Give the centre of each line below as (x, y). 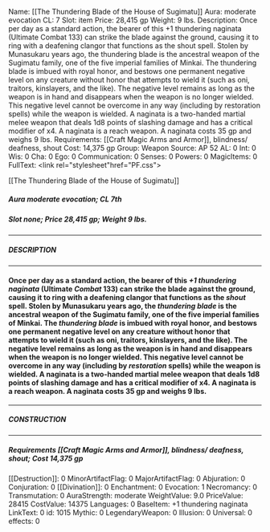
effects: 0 (24, 522)
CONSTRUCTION (37, 420)
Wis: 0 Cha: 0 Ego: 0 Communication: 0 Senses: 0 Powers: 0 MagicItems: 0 (133, 156)
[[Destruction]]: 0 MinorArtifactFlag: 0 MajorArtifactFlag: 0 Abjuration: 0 (127, 479)
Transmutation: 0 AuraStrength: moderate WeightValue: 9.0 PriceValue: (126, 496)
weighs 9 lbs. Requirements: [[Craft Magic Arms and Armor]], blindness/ (128, 139)
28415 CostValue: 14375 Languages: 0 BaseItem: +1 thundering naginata (128, 504)
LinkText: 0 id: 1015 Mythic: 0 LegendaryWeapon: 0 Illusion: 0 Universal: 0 (131, 513)
